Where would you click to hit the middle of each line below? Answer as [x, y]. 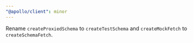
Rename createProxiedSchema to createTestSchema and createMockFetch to [96, 28]
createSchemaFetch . [29, 34]
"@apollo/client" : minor [36, 11]
